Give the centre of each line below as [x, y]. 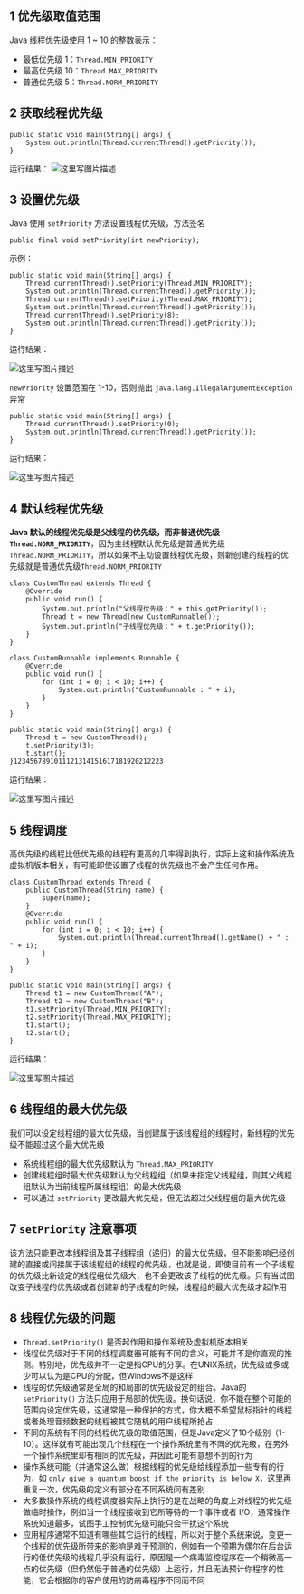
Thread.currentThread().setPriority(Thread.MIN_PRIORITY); [139, 284]
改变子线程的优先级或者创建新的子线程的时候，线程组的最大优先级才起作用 [148, 1286]
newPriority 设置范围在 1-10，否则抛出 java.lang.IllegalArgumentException [151, 387]
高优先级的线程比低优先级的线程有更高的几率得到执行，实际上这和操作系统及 [152, 854]
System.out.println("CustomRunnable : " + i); [147, 690]
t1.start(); [48, 1025]
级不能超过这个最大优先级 [57, 1144]
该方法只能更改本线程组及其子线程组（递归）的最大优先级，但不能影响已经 [148, 1252]
